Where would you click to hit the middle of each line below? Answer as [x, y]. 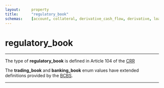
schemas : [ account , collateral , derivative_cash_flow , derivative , [78, 19]
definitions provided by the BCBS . [39, 76]
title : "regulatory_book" [37, 14]
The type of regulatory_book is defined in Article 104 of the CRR [70, 61]
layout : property [27, 10]
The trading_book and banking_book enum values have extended [72, 70]
